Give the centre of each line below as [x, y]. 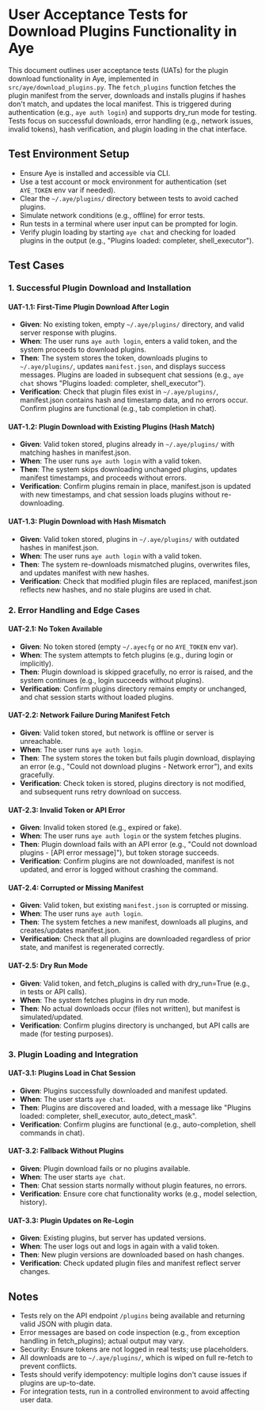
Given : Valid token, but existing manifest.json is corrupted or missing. [134, 906]
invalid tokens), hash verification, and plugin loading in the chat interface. [128, 129]
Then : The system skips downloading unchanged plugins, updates [128, 470]
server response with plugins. [68, 333]
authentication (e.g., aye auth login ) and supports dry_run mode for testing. [132, 112]
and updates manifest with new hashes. [84, 573]
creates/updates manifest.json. [70, 930]
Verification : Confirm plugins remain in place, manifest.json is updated [135, 486]
